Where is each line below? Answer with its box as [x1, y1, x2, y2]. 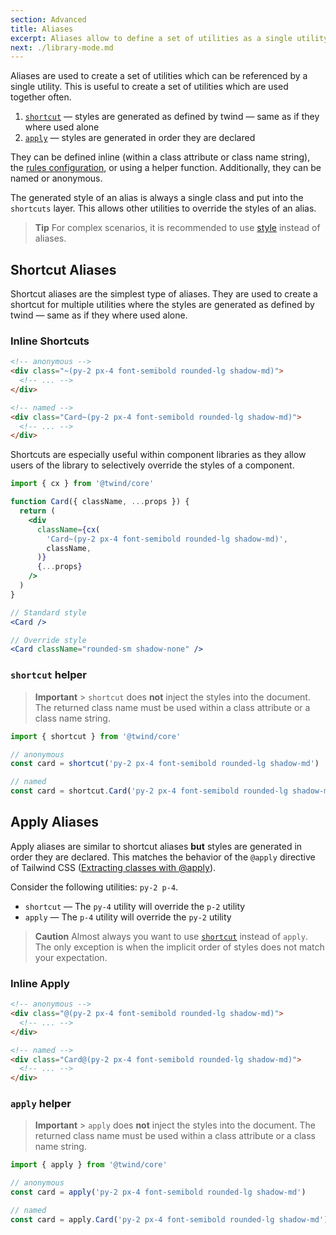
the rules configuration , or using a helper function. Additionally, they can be [10, 162, 322, 174]
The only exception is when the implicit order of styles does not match [34, 941, 325, 953]
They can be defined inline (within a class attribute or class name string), [10, 151, 311, 163]
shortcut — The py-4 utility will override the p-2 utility [24, 900, 246, 912]
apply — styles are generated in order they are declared [24, 132, 256, 144]
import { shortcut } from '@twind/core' [10, 731, 182, 741]
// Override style [10, 635, 87, 645]
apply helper [10, 1097, 72, 1111]
